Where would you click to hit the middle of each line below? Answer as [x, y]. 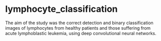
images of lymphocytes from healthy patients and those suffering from [78, 28]
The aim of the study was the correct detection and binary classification [79, 23]
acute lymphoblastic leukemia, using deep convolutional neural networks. [81, 33]
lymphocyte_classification [61, 9]
